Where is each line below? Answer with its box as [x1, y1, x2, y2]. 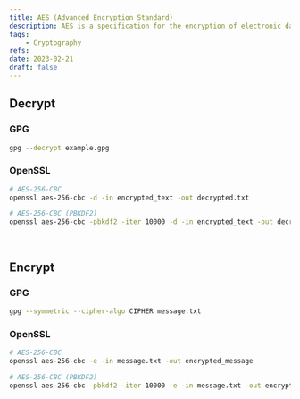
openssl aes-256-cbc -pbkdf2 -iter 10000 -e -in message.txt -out [9, 381, 262, 390]
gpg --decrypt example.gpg [9, 143, 110, 152]
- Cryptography [25, 38, 82, 47]
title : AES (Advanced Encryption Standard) [9, 13, 174, 22]
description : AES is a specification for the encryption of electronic [9, 21, 281, 30]
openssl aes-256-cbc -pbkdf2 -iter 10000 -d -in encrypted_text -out [9, 217, 274, 226]
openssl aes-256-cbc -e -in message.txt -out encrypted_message [9, 356, 254, 365]
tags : [9, 30, 29, 38]
